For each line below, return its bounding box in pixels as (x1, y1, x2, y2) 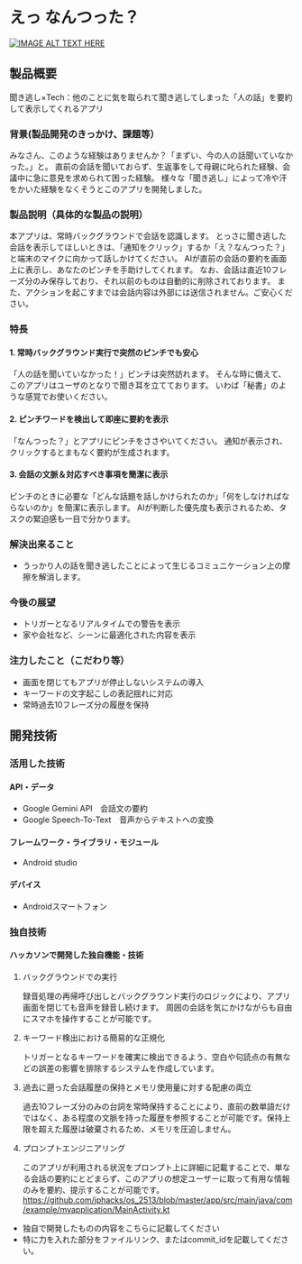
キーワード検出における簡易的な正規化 (22, 1032, 165, 1043)
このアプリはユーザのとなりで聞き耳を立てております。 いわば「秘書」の (9, 380, 279, 391)
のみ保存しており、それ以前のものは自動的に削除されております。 (32, 276, 276, 287)
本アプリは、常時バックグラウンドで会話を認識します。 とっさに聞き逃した (9, 231, 287, 242)
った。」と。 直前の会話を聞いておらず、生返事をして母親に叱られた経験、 (9, 161, 283, 172)
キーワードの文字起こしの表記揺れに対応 (22, 688, 173, 699)
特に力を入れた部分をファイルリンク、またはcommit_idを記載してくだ (22, 1233, 281, 1244)
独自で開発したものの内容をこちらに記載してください (22, 1223, 220, 1233)
